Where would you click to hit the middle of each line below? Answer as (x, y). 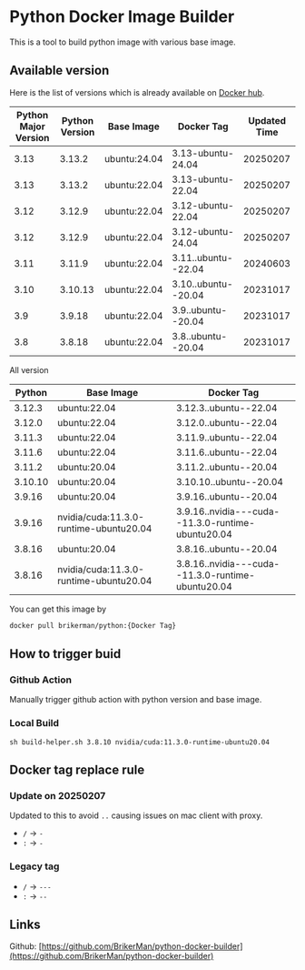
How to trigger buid (65, 654)
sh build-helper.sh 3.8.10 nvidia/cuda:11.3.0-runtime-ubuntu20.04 (140, 742)
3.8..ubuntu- (200, 336)
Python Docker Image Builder (122, 17)
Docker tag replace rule (77, 770)
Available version (59, 71)
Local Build (34, 723)
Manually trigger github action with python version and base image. (136, 700)
